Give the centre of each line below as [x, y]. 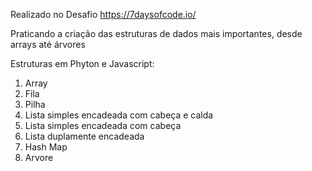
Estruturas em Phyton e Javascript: [82, 63]
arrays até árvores [48, 44]
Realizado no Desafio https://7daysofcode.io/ [103, 14]
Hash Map [46, 147]
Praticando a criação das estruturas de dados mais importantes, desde [156, 33]
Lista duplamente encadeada [84, 136]
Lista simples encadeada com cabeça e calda [119, 115]
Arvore [39, 157]
